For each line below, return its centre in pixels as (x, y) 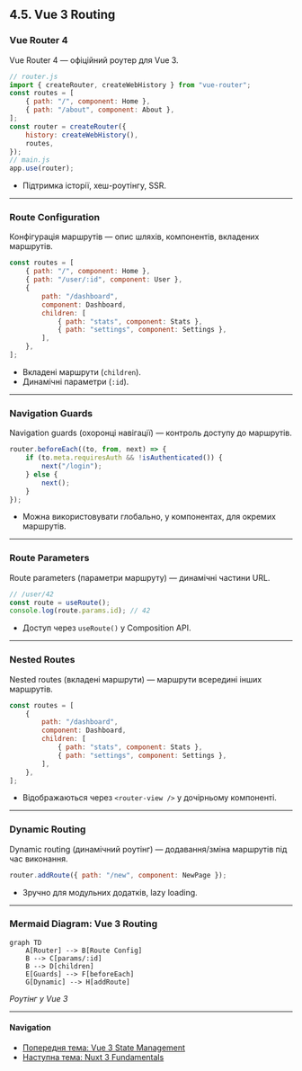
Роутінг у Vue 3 (39, 998)
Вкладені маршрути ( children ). (82, 371)
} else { (42, 474)
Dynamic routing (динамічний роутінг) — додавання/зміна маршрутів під (148, 849)
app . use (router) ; (42, 169)
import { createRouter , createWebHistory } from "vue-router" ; (130, 85)
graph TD (26, 942)
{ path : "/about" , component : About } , (100, 110)
